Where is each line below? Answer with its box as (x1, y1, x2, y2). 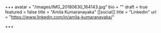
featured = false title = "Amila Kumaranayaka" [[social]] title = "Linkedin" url (5, 9, 157, 15)
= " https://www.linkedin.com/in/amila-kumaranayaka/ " (5, 14, 115, 20)
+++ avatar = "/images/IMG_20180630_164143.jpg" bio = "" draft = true (5, 4, 148, 10)
